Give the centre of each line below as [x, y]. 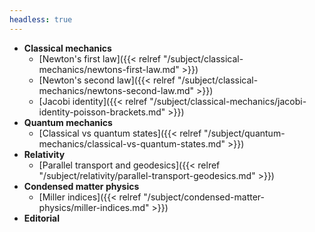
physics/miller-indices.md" [94, 207]
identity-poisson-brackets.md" [102, 112]
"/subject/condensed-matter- [204, 197]
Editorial [41, 218]
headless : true [41, 19]
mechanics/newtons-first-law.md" [109, 69]
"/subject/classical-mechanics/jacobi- [228, 101]
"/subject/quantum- [244, 133]
